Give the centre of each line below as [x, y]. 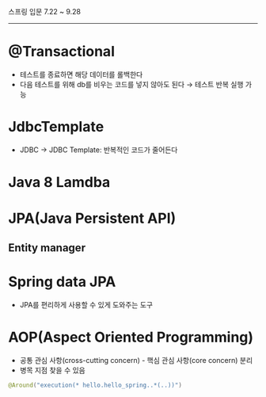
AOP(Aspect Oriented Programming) [131, 337]
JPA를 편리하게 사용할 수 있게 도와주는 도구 [86, 304]
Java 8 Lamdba [59, 183]
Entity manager [47, 248]
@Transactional [61, 52]
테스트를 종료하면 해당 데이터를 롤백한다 [81, 74]
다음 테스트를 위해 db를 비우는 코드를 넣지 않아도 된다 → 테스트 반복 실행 [131, 84]
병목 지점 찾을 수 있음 [52, 370]
